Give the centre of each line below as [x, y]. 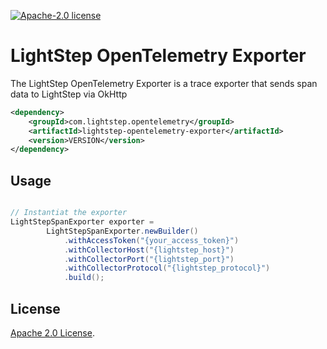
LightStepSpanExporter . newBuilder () [122, 231]
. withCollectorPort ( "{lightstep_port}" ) [149, 259]
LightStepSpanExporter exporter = [82, 222]
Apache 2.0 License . [52, 332]
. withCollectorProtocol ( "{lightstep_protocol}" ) [167, 268]
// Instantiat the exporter [69, 213]
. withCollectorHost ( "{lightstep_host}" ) [149, 250]
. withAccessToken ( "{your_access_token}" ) [151, 240]
